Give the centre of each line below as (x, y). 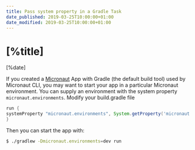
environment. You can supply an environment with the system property (92, 91)
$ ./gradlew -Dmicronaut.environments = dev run (64, 141)
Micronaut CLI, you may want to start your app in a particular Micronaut (92, 85)
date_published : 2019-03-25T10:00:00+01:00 (60, 17)
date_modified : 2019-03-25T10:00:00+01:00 (59, 22)
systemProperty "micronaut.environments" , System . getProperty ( (85, 114)
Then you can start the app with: (45, 130)
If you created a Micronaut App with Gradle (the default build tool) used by (96, 79)
